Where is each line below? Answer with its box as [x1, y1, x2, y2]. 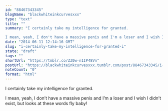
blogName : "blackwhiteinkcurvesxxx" [5, 12, 81, 17]
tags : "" [5, 53, 23, 58]
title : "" [5, 21, 26, 26]
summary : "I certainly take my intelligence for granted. [5, 26, 128, 31]
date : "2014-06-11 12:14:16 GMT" [5, 39, 75, 45]
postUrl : [5, 63, 23, 68]
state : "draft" [5, 48, 37, 54]
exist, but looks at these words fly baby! [5, 101, 87, 106]
